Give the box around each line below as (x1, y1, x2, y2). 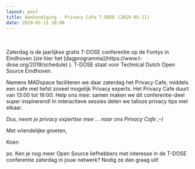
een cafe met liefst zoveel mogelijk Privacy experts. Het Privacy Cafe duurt (6, 85, 189, 93)
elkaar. (6, 104, 23, 111)
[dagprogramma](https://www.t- (63, 55, 143, 62)
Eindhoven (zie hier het (6, 55, 63, 62)
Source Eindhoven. (6, 68, 52, 75)
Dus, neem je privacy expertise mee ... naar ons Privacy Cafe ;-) (6, 116, 164, 123)
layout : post (6, 8, 39, 15)
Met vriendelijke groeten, (6, 127, 67, 134)
